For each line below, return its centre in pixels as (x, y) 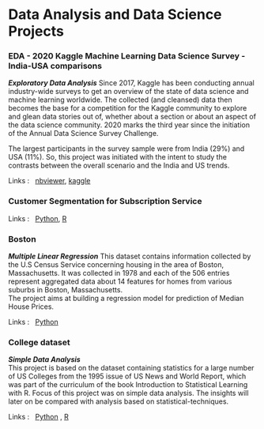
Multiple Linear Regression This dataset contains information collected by (130, 256)
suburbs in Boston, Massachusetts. (66, 290)
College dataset (39, 342)
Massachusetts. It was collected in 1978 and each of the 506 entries (119, 273)
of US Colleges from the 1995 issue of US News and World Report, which (127, 376)
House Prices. (31, 307)
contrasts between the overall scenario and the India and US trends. (119, 166)
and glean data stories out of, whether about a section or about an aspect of (132, 117)
